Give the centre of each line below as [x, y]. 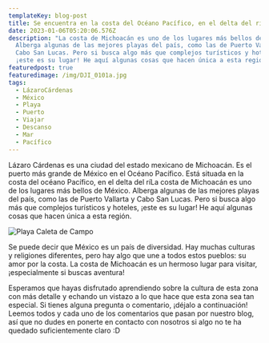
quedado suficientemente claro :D [64, 330]
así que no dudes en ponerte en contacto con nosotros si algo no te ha [125, 321]
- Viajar [30, 120]
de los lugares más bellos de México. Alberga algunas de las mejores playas [134, 190]
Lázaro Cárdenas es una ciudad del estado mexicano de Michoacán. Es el [130, 165]
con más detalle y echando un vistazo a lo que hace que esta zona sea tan [131, 296]
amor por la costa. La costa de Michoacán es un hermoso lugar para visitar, [133, 264]
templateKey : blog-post [48, 16]
